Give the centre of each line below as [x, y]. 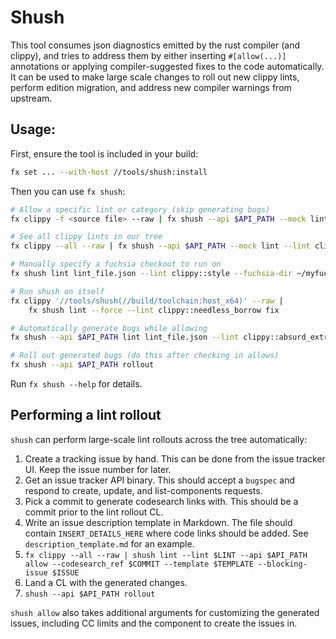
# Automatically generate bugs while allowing [109, 328]
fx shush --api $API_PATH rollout [82, 365]
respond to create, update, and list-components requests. [143, 490]
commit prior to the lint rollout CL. [94, 512]
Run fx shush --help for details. [76, 384]
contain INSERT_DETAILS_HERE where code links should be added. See [166, 533]
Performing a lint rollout [86, 415]
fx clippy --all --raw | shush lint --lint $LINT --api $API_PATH [166, 555]
